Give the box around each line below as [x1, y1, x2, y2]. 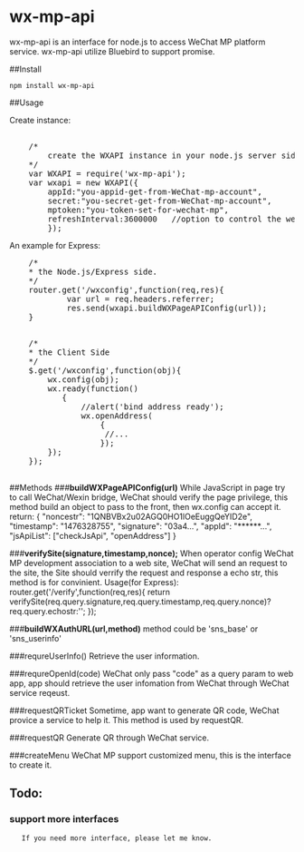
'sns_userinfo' [9, 632, 62, 643]
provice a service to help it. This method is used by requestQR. [9, 714, 244, 725]
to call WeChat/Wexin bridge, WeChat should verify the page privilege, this [9, 492, 289, 503]
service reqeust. [9, 687, 71, 698]
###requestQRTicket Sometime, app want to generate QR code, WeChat [9, 705, 280, 716]
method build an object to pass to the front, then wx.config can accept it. [9, 501, 282, 512]
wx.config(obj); [47, 374, 119, 385]
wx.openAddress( [81, 410, 153, 421]
